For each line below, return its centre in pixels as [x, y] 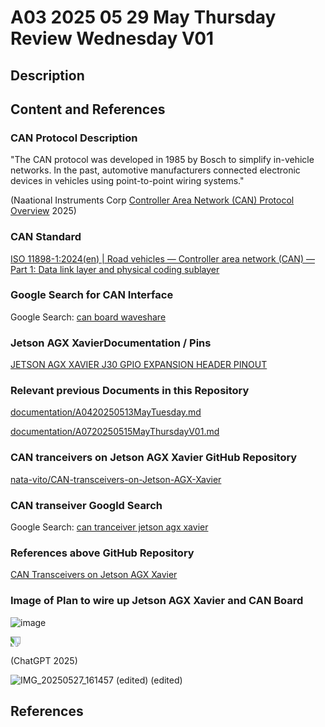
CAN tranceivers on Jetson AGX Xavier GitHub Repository [154, 458]
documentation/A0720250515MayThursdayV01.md [115, 432]
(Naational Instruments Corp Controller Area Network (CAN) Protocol [152, 200]
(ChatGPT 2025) [44, 660]
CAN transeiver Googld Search [86, 505]
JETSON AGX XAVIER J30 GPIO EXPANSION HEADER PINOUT [139, 365]
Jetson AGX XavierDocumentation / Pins [111, 343]
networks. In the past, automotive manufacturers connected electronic [155, 170]
